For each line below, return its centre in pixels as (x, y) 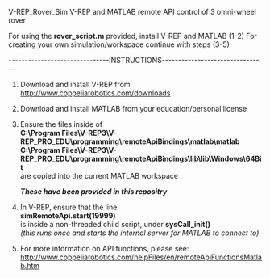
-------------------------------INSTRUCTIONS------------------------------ (134, 60)
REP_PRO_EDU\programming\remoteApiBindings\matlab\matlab (130, 141)
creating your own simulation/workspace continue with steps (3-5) (119, 44)
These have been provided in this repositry (93, 192)
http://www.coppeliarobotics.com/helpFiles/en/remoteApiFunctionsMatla (141, 257)
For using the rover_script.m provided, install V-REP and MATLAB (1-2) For (133, 36)
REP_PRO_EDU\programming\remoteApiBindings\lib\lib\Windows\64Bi (141, 158)
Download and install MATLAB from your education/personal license (133, 109)
